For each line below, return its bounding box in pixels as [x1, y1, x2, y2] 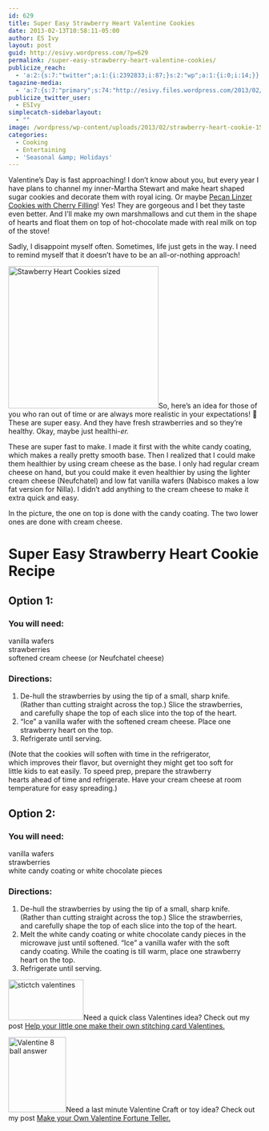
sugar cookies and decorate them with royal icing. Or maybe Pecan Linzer [8, 192, 252, 202]
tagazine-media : [8, 78, 62, 87]
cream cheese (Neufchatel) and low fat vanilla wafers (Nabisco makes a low [8, 476, 259, 485]
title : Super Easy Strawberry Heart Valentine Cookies [8, 19, 195, 27]
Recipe [8, 562, 56, 581]
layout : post [8, 42, 52, 50]
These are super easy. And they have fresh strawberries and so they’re [8, 418, 243, 428]
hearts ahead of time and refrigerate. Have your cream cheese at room [8, 775, 242, 785]
